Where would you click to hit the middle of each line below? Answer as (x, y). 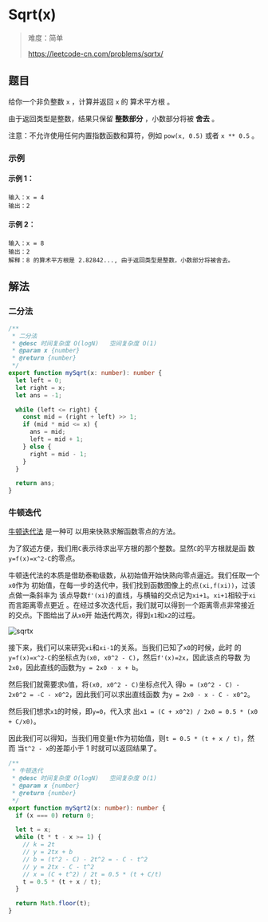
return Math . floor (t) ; (53, 904)
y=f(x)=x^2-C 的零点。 (44, 558)
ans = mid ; (47, 432)
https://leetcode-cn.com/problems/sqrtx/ (95, 53)
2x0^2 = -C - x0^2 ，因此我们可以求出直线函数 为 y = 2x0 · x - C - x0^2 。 (132, 695)
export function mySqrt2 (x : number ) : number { (87, 808)
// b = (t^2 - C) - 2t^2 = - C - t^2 (85, 859)
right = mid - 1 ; (58, 454)
